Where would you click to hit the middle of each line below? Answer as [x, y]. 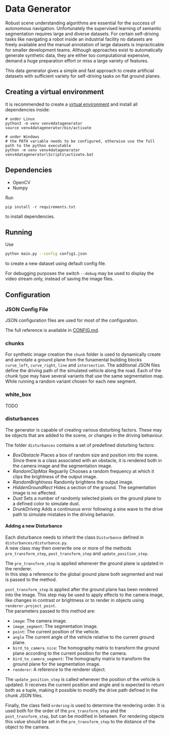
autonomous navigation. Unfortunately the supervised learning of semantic [83, 28]
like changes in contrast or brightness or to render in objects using [75, 600]
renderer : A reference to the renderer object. [59, 669]
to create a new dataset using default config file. [56, 264]
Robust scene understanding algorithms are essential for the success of [80, 23]
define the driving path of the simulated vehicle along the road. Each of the [83, 371]
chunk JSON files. [24, 696]
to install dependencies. [30, 216]
